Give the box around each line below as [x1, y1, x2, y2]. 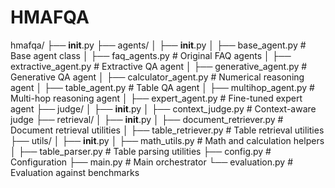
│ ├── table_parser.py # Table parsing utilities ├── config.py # [10, 145, 272, 157]
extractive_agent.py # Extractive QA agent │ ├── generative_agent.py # [10, 60, 308, 72]
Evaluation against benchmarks [10, 166, 140, 178]
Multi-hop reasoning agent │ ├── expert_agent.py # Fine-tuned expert [10, 92, 303, 104]
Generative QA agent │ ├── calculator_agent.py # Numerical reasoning [10, 71, 305, 83]
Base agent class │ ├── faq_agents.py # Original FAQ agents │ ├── [10, 49, 292, 61]
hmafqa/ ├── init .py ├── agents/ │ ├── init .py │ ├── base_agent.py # [10, 39, 307, 51]
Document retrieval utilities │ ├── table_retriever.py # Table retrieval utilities [10, 124, 325, 136]
